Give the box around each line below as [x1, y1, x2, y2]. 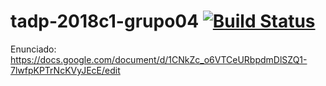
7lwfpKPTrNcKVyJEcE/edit [10, 64, 121, 76]
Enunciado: [10, 43, 57, 55]
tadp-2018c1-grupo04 [10, 10, 200, 33]
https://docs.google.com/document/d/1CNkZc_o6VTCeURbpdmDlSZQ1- [10, 53, 308, 65]
